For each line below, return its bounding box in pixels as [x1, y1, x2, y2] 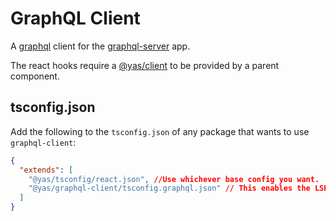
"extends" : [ [19, 165, 74, 175]
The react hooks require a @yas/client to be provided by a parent [10, 59, 280, 71]
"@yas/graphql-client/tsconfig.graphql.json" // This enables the [28, 183, 311, 194]
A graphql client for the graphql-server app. [10, 40, 191, 52]
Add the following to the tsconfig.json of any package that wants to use [10, 125, 310, 137]
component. [10, 70, 60, 82]
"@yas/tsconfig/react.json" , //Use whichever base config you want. [28, 174, 320, 184]
